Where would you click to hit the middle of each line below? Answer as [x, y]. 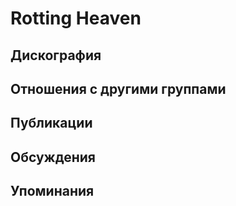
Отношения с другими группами [118, 88]
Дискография [56, 55]
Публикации [51, 123]
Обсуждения [53, 157]
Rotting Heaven [76, 18]
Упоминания [52, 191]
